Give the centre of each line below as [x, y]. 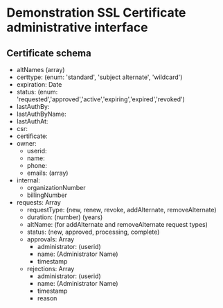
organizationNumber [56, 188]
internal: [28, 180]
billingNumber [47, 195]
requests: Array [39, 202]
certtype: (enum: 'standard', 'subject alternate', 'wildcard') [99, 77]
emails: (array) [47, 173]
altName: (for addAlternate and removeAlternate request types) [117, 224]
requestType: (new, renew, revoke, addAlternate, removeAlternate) [122, 210]
